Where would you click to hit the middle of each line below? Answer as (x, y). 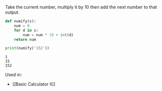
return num (25, 39)
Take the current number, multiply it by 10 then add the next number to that (81, 7)
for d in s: (26, 30)
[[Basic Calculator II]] (34, 84)
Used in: (14, 75)
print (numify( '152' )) (27, 48)
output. (12, 12)
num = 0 (22, 26)
